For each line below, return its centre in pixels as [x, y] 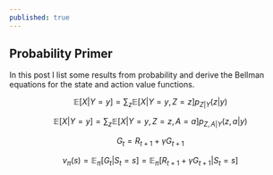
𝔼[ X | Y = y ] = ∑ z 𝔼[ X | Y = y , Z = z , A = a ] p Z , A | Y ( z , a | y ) [150, 123]
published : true [39, 17]
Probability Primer [61, 54]
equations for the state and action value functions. [102, 85]
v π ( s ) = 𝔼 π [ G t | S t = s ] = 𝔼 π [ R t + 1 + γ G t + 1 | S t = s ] [150, 161]
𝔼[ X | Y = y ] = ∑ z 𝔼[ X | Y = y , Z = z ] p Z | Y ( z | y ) [150, 103]
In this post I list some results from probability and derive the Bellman [137, 75]
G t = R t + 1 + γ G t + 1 [150, 142]
